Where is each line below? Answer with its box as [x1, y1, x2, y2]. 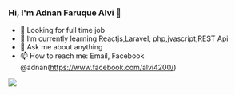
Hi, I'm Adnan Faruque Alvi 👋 [8, 7, 121, 18]
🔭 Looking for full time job [19, 26, 106, 35]
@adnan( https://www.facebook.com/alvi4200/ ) [19, 63, 177, 73]
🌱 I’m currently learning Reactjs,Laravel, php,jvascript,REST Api [19, 34, 229, 43]
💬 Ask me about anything [19, 42, 103, 52]
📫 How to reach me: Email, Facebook [19, 51, 145, 61]
